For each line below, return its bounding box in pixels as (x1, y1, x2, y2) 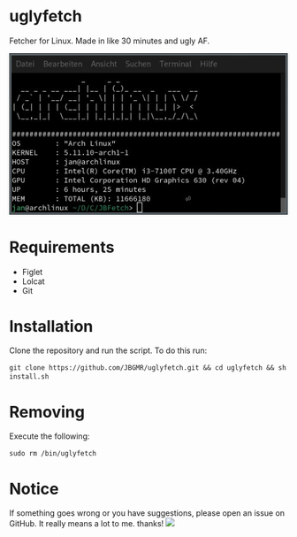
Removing (9, 402, 86, 422)
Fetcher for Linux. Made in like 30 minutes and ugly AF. (9, 35, 210, 46)
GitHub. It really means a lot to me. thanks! (9, 518, 164, 529)
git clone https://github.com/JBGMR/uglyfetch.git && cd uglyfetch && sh (9, 364, 287, 372)
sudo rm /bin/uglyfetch (9, 449, 97, 458)
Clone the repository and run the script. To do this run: (9, 345, 208, 356)
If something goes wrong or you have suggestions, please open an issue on (9, 508, 286, 518)
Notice (9, 479, 59, 499)
